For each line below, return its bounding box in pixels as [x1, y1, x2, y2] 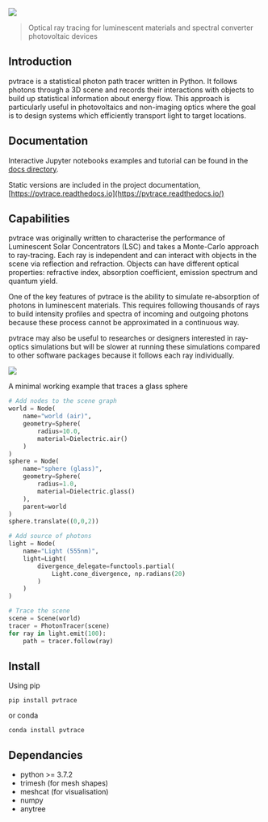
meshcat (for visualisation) [19, 787, 109, 797]
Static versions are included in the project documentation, [8, 180, 201, 189]
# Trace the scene [8, 607, 70, 615]
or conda [8, 710, 39, 720]
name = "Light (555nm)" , [23, 547, 99, 556]
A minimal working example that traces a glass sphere [8, 381, 188, 392]
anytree [19, 804, 46, 814]
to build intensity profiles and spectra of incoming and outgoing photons [8, 309, 249, 319]
